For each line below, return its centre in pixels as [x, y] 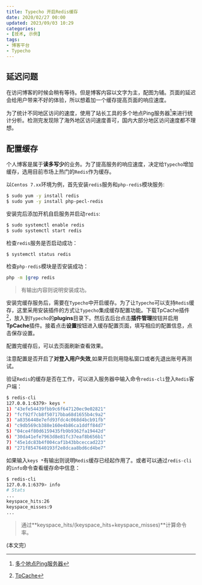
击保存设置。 [22, 333]
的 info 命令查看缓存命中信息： [43, 468]
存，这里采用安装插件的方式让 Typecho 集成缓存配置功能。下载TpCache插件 [98, 311]
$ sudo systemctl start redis [44, 231]
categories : [21, 29]
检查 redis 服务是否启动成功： [42, 243]
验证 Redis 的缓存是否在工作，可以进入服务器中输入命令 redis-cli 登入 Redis [98, 378]
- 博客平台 [18, 46]
